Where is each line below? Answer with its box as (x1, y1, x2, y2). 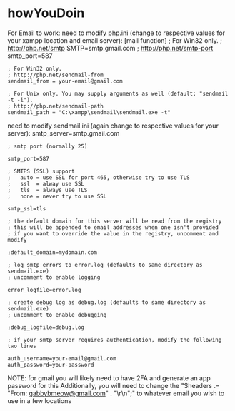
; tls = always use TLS (7, 186, 88, 193)
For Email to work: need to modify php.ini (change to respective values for (7, 29, 226, 37)
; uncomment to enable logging (7, 273, 101, 281)
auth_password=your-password (7, 361, 94, 368)
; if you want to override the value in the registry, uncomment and (7, 230, 219, 237)
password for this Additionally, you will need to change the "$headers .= (7, 381, 220, 390)
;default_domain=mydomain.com (7, 248, 98, 256)
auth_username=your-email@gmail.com (7, 355, 116, 362)
